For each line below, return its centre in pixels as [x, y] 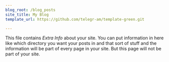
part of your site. [23, 54]
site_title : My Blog [27, 15]
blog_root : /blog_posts [31, 10]
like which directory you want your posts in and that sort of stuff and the [81, 43]
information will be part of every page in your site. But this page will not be [83, 49]
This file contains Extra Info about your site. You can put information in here [84, 38]
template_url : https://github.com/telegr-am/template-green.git [75, 19]
